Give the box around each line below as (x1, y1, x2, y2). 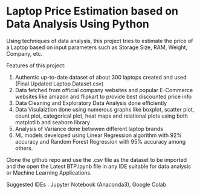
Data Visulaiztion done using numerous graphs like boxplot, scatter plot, (15, 105, 195, 113)
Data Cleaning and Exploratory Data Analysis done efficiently (15, 99, 167, 107)
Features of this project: (6, 62, 66, 69)
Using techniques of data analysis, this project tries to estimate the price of (6, 37, 193, 44)
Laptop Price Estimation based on (6, 4, 179, 18)
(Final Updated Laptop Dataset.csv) (15, 80, 104, 87)
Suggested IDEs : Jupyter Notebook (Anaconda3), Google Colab (6, 181, 167, 188)
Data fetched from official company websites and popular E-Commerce (15, 86, 193, 93)
